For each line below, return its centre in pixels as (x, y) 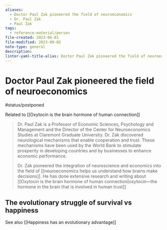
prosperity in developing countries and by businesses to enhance (84, 151)
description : (19, 51)
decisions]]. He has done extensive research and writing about (82, 176)
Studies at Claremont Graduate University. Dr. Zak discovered (80, 135)
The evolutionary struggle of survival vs (69, 202)
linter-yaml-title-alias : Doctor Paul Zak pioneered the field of (75, 56)
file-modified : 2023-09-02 (33, 42)
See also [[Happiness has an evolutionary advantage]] (61, 223)
